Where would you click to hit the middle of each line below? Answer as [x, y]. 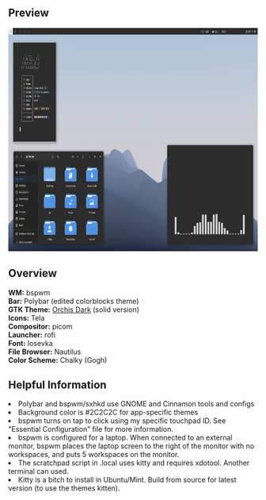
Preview [29, 13]
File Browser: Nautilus [45, 352]
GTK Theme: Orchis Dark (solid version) [74, 310]
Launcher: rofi [32, 335]
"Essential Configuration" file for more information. [91, 429]
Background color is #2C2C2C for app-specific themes [108, 413]
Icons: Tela [27, 317]
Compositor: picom [40, 326]
